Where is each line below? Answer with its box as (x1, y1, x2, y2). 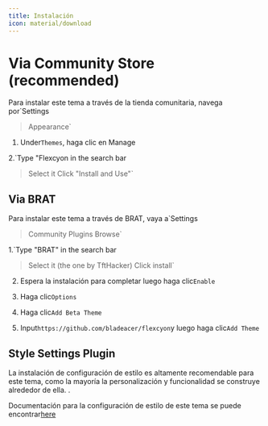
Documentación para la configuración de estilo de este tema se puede (8, 401, 241, 411)
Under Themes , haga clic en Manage (19, 138, 136, 148)
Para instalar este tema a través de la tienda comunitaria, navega (8, 98, 223, 107)
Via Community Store (8, 54, 155, 73)
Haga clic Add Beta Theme (19, 307, 102, 317)
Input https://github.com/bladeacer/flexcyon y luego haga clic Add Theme (19, 324, 260, 333)
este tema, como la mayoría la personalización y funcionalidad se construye (8, 377, 260, 386)
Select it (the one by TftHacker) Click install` (27, 261, 175, 270)
